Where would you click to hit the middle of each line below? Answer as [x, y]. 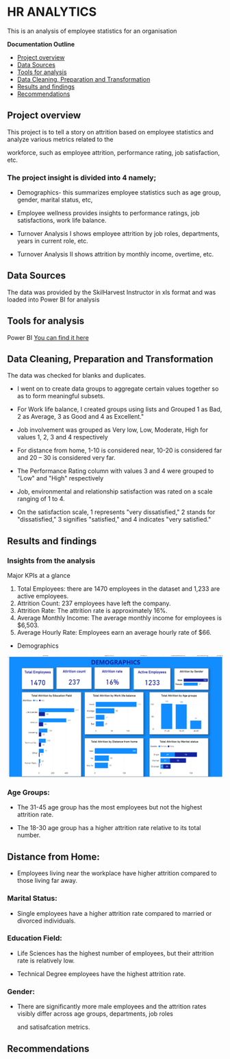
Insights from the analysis [51, 561]
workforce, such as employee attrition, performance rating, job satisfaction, [114, 152]
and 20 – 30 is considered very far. [66, 458]
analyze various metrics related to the [60, 139]
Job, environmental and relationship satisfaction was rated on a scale [115, 491]
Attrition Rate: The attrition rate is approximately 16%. [92, 611]
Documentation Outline [41, 44]
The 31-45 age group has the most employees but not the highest [110, 807]
